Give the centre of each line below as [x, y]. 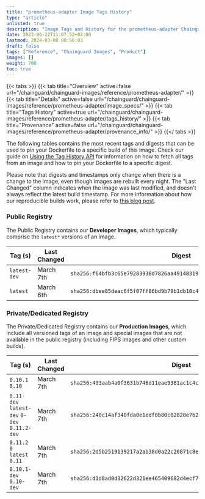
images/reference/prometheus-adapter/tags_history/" [74, 119]
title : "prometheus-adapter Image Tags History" [69, 12]
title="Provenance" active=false [46, 125]
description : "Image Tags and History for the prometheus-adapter [92, 29]
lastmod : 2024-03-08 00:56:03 [45, 40]
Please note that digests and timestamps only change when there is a [94, 175]
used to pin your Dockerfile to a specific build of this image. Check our [95, 150]
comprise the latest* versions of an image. [61, 237]
